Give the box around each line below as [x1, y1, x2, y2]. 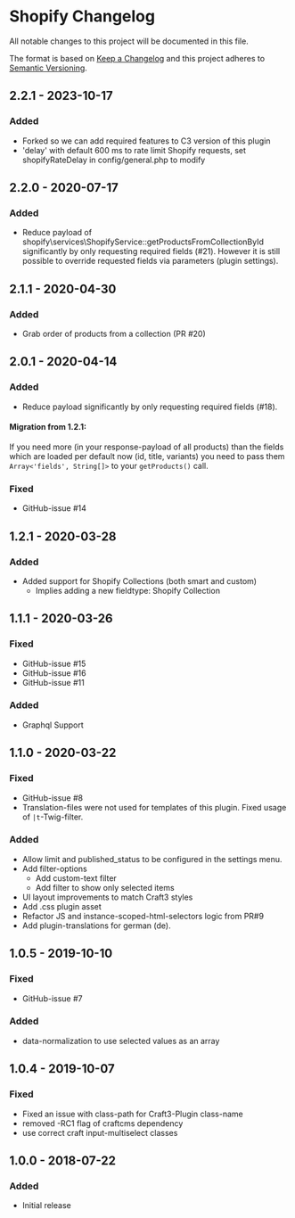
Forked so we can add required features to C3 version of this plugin [21, 136, 271, 146]
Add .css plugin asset [21, 901, 102, 911]
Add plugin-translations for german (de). [21, 920, 171, 931]
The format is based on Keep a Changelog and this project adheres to [9, 53, 266, 63]
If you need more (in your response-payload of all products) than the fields [9, 441, 284, 452]
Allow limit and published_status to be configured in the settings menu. [21, 853, 283, 864]
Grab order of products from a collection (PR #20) [21, 328, 207, 339]
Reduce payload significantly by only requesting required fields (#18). [21, 401, 278, 412]
